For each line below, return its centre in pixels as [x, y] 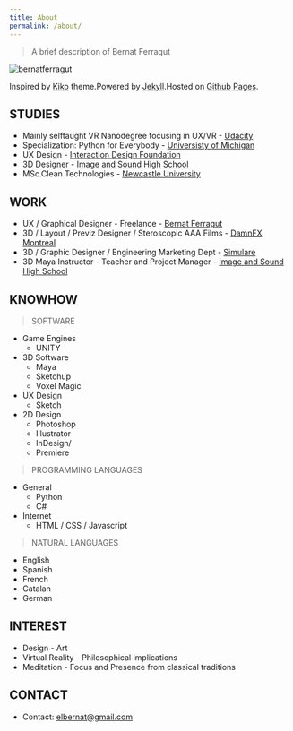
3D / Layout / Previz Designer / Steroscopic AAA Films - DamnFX [142, 233]
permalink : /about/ [46, 26]
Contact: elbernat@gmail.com [77, 717]
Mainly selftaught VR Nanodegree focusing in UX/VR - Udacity [138, 136]
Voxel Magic [58, 385]
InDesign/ [53, 443]
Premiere [52, 452]
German [37, 598]
